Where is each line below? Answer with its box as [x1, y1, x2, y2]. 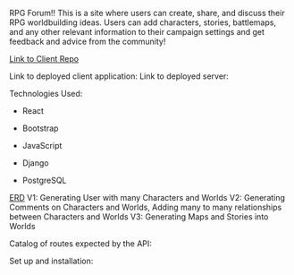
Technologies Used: [9, 89, 83, 99]
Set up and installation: [9, 255, 94, 266]
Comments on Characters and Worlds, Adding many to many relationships [9, 202, 282, 212]
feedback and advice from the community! [9, 36, 166, 47]
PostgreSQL [21, 175, 67, 185]
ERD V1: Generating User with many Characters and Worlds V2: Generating [9, 193, 286, 202]
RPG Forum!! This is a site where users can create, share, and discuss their [9, 8, 285, 18]
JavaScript [21, 141, 63, 150]
